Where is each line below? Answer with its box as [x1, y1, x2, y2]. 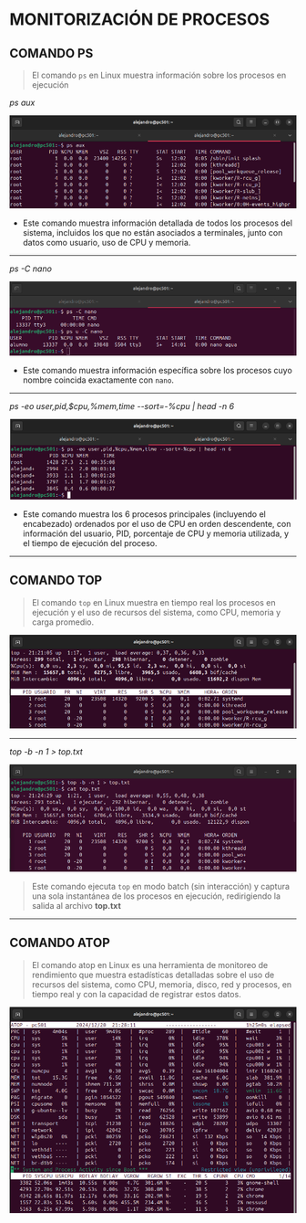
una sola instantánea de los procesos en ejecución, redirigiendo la [31, 891, 280, 901]
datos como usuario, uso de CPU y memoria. [22, 237, 191, 248]
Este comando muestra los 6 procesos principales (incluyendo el [22, 508, 266, 520]
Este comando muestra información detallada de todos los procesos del [22, 217, 293, 228]
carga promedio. [31, 617, 95, 627]
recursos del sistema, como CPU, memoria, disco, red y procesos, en [31, 978, 292, 990]
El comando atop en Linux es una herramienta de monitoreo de [31, 959, 269, 970]
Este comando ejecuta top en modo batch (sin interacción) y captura [31, 880, 290, 891]
